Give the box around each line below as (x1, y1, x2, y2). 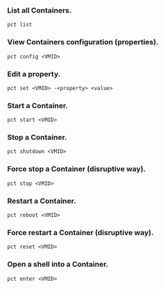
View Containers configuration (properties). (7, 37, 159, 47)
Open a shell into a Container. (7, 259, 109, 269)
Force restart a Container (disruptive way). (7, 228, 154, 237)
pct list (7, 21, 33, 28)
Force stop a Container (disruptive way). (7, 164, 146, 174)
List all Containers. (7, 6, 72, 15)
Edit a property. (7, 69, 61, 78)
